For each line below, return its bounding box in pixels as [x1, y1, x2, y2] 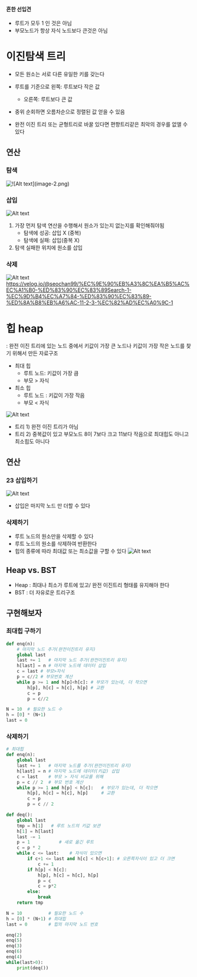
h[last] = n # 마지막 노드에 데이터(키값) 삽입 [17, 768, 120, 774]
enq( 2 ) [6, 932, 22, 938]
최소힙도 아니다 [14, 438, 50, 445]
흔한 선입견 [6, 5, 31, 12]
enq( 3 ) [6, 943, 22, 949]
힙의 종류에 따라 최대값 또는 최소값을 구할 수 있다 [14, 548, 127, 555]
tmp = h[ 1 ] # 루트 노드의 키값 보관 [17, 823, 101, 829]
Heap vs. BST [6, 565, 57, 575]
